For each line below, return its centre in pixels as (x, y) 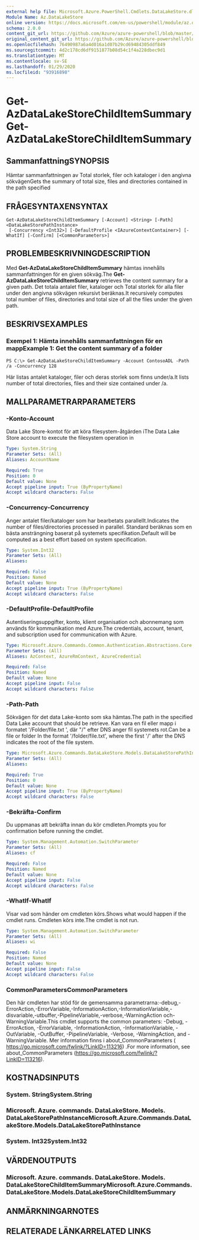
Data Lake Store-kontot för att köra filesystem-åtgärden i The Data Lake (93, 431)
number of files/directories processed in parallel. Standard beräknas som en (99, 527)
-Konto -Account (30, 418)
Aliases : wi (21, 942)
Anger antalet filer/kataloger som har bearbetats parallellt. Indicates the (93, 520)
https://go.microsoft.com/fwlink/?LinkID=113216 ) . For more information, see (98, 1047)
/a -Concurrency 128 (32, 366)
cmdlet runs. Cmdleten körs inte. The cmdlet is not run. (73, 920)
